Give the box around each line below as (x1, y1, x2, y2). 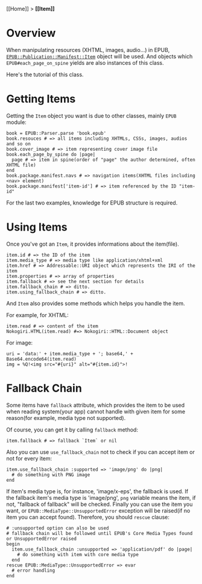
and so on (6, 140, 31, 147)
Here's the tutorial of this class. (6, 71, 84, 78)
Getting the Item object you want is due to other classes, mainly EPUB (6, 112, 177, 119)
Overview (6, 27, 56, 40)
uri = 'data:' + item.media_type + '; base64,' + (6, 350, 134, 356)
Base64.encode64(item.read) (6, 356, 77, 362)
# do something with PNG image (11, 471, 90, 477)
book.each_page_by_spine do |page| (6, 151, 96, 157)
